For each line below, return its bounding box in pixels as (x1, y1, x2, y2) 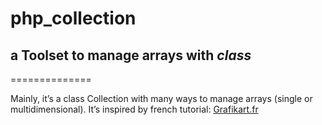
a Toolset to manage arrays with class (10, 47, 252, 64)
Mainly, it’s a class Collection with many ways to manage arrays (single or (10, 93, 313, 104)
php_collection (10, 7, 137, 30)
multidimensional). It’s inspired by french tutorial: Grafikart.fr (10, 103, 259, 115)
